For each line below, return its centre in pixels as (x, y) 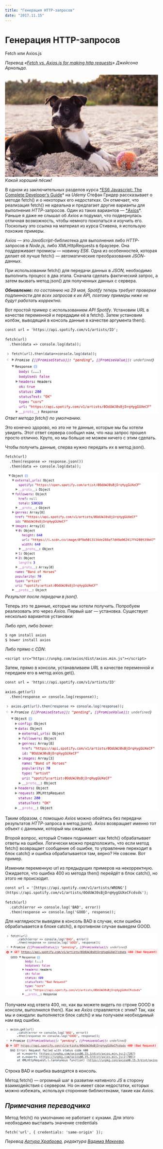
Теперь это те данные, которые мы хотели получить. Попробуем (73, 606)
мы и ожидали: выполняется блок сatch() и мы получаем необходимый (79, 1015)
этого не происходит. (27, 878)
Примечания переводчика (48, 1106)
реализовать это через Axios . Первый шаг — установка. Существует (77, 611)
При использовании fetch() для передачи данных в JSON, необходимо (78, 271)
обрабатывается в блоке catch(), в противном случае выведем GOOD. (78, 926)
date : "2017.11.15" (25, 15)
